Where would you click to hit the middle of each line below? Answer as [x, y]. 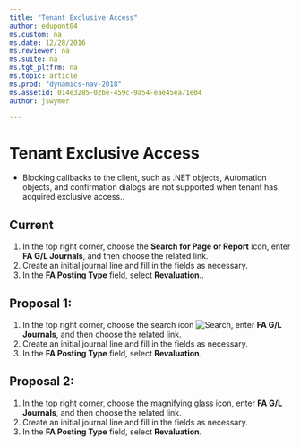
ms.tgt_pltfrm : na [43, 68]
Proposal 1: [41, 303]
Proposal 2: [42, 382]
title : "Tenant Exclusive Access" [74, 17]
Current [31, 225]
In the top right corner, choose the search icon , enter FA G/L [152, 324]
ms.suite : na [34, 59]
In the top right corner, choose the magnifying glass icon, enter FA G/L [152, 403]
